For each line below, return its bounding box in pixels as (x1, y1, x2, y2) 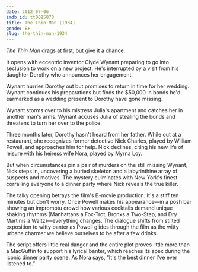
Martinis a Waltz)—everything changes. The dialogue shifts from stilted (6, 217, 180, 224)
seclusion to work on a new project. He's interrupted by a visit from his (6, 65, 179, 72)
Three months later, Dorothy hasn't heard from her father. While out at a (6, 131, 181, 138)
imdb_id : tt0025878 (6, 14, 55, 20)
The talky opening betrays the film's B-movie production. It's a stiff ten (6, 192, 179, 199)
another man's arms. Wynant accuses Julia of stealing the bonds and (6, 113, 175, 121)
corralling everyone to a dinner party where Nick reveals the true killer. (6, 181, 179, 188)
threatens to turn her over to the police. (6, 119, 103, 126)
